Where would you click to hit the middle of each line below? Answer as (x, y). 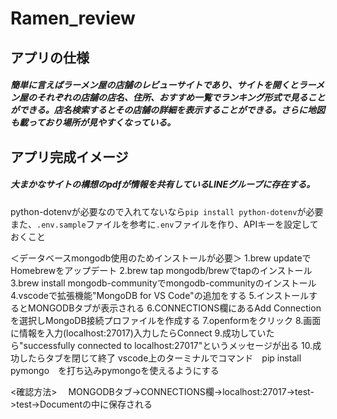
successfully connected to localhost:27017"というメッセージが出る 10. (168, 345)
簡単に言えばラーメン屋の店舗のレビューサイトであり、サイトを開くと (154, 85)
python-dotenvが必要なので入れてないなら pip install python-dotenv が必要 (167, 211)
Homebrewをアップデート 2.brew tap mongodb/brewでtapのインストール (161, 270)
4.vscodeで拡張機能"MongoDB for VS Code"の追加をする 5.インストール (160, 295)
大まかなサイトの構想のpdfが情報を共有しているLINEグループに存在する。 (163, 184)
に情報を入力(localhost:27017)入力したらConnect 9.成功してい (138, 333)
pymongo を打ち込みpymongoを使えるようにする (115, 370)
